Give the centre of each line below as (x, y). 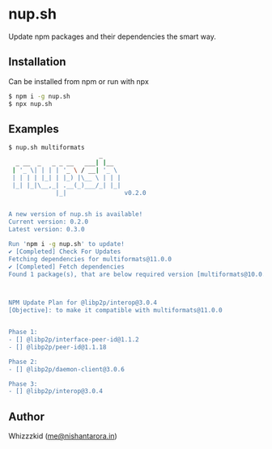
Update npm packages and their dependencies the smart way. (112, 36)
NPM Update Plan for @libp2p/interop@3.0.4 (83, 303)
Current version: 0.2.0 (49, 222)
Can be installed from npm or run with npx (79, 81)
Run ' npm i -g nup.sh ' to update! (67, 244)
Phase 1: (23, 333)
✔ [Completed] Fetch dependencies (67, 267)
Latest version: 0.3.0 (47, 230)
